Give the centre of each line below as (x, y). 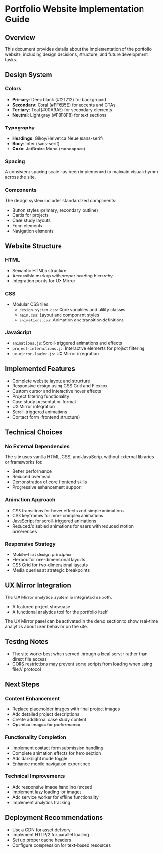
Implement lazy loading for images (47, 792)
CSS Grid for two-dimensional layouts (50, 565)
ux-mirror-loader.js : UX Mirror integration (55, 353)
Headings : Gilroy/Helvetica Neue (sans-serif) (58, 138)
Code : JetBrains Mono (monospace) (49, 149)
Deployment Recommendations (54, 818)
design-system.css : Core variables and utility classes (72, 309)
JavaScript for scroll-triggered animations (54, 521)
